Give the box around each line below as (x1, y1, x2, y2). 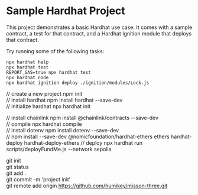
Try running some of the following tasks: (6, 47, 105, 54)
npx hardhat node (6, 74, 49, 80)
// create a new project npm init (6, 90, 83, 97)
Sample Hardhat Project (6, 4, 125, 18)
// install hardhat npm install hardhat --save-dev (6, 96, 123, 103)
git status (6, 163, 29, 170)
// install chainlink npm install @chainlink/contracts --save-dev (6, 114, 158, 121)
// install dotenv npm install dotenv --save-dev (6, 126, 119, 134)
